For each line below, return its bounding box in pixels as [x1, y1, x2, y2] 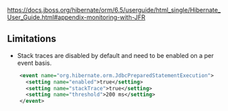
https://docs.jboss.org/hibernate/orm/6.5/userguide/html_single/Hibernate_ [7, 6, 221, 14]
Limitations [7, 33, 56, 45]
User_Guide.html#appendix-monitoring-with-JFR [7, 13, 146, 21]
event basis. [17, 59, 52, 67]
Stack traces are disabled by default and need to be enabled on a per [17, 51, 214, 59]
